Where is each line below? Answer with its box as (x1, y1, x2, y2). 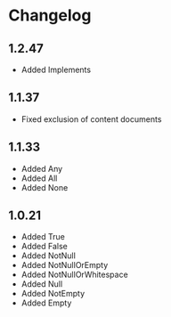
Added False (20, 241, 68, 252)
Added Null (20, 279, 63, 289)
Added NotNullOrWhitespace (20, 269, 128, 280)
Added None (20, 182, 69, 192)
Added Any (20, 163, 63, 174)
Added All (20, 173, 58, 183)
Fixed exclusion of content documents (20, 113, 162, 125)
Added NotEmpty (20, 289, 85, 299)
